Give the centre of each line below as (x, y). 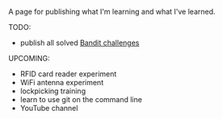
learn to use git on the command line (81, 99)
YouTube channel (49, 108)
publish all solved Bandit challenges (80, 43)
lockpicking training (53, 91)
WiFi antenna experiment (61, 82)
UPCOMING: (29, 58)
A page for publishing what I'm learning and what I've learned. (112, 12)
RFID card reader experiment (68, 74)
